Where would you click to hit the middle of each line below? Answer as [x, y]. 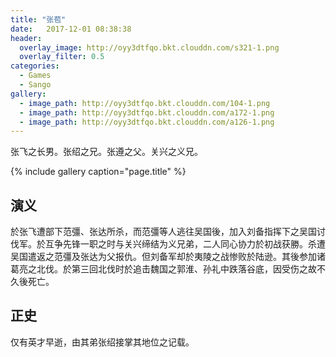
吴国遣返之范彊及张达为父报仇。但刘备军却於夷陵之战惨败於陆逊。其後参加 [163, 257]
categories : [35, 66]
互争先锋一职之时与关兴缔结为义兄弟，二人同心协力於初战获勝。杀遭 [185, 244]
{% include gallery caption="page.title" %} [98, 172]
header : [26, 38]
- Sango [35, 85]
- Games [35, 76]
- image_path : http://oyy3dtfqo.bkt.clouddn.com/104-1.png [145, 103]
